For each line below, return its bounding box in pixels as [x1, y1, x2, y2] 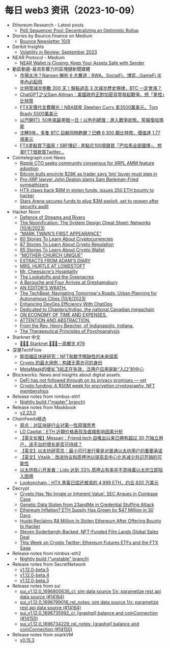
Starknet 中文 [12, 334, 41, 340]
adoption [19, 165, 39, 171]
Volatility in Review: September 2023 [19, 49, 97, 55]
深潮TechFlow [12, 346, 42, 353]
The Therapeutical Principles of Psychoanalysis [19, 328, 120, 334]
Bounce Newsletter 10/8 [19, 38, 71, 44]
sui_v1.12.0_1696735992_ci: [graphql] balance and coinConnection [19, 610, 158, 616]
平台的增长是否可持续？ [33, 441, 82, 447]
